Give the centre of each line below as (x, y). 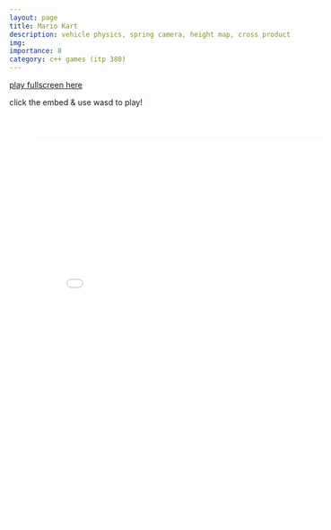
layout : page (34, 18)
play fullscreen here (46, 85)
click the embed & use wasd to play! (76, 102)
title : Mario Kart (44, 26)
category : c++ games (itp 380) (68, 59)
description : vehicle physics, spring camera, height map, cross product (150, 34)
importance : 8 (36, 51)
